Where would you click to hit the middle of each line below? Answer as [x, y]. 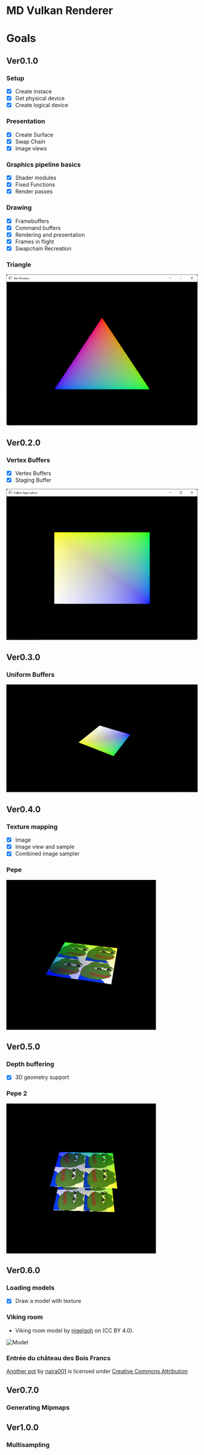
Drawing [19, 208]
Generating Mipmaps [38, 1408]
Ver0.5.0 [23, 1047]
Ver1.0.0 [23, 1427]
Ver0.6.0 [23, 1270]
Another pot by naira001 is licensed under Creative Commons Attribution [97, 1371]
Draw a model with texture [48, 1301]
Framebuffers [32, 221]
